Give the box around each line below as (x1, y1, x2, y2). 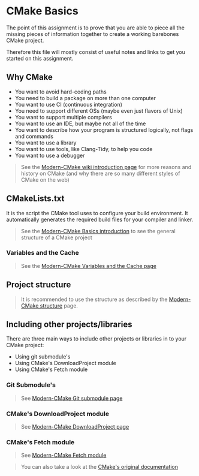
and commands (14, 132, 54, 140)
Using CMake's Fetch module (14, 366, 88, 373)
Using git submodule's (14, 353, 71, 360)
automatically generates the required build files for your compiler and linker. (6, 216, 194, 223)
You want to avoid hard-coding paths (14, 88, 107, 95)
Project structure (6, 280, 71, 290)
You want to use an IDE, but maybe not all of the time (14, 120, 146, 127)
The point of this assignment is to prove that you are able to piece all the (6, 24, 185, 31)
